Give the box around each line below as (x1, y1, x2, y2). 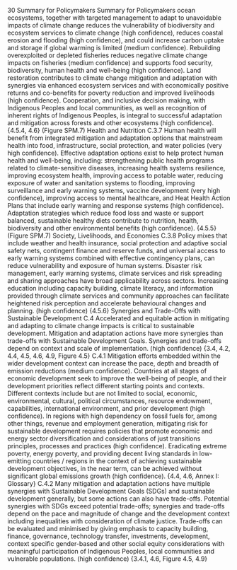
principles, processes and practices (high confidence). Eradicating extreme (7, 442, 227, 450)
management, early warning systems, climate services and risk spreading (7, 269, 222, 277)
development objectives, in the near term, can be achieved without (7, 465, 202, 472)
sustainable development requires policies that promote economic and (7, 427, 213, 435)
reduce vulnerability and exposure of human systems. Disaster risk (7, 262, 202, 269)
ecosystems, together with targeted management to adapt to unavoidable (7, 13, 221, 22)
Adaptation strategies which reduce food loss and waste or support (7, 209, 204, 217)
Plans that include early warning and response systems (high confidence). (7, 202, 224, 209)
